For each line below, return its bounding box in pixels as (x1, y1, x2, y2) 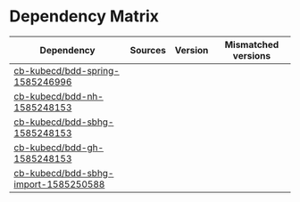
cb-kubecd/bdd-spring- (13, 64, 121, 77)
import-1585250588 (13, 178, 105, 190)
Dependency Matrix (9, 6, 159, 27)
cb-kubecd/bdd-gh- (13, 141, 104, 153)
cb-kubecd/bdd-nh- (13, 90, 104, 102)
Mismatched (224, 38, 279, 51)
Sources (129, 44, 167, 56)
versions (232, 49, 271, 61)
